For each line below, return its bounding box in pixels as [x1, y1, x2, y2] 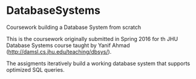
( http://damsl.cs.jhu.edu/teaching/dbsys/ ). [6, 48, 112, 55]
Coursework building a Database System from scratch [6, 24, 142, 31]
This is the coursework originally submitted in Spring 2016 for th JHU [6, 35, 178, 42]
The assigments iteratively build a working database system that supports [6, 60, 191, 67]
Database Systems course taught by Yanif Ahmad [6, 42, 130, 49]
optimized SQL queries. [6, 66, 65, 73]
